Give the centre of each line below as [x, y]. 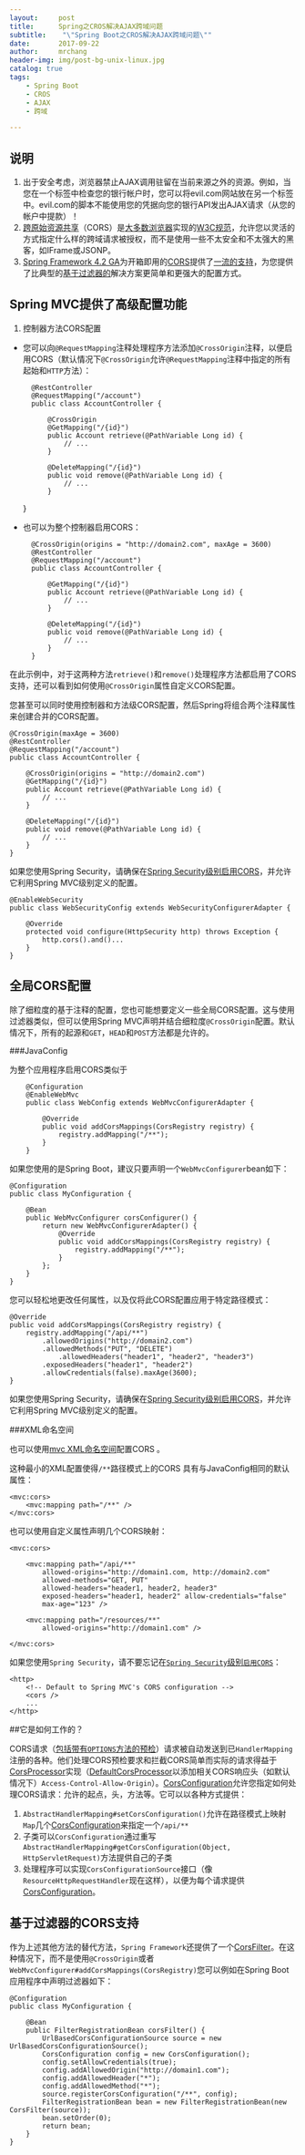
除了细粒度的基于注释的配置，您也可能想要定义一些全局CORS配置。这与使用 [152, 1009]
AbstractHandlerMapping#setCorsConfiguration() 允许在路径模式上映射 [154, 1813]
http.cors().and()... [83, 940]
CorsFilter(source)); [51, 2110]
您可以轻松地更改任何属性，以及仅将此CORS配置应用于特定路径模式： [140, 1299]
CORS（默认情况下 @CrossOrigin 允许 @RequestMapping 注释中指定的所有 [161, 359]
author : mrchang [49, 52]
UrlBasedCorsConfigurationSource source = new [132, 2038]
